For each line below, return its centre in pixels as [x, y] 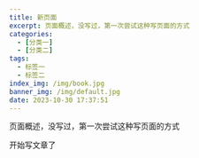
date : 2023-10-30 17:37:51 [59, 100]
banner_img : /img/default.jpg [65, 91]
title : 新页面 [33, 17]
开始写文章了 [32, 145]
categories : [31, 34]
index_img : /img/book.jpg [57, 83]
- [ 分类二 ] [35, 51]
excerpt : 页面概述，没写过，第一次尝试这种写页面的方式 [99, 26]
